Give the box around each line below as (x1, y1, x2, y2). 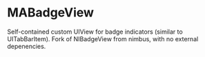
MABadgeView (7, 5, 95, 21)
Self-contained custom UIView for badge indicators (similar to (7, 27, 183, 36)
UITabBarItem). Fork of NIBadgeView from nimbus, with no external (7, 34, 199, 43)
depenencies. (7, 42, 46, 50)
